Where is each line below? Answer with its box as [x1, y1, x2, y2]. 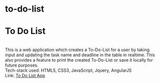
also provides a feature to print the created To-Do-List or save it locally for [5, 57, 153, 63]
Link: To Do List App [5, 73, 45, 79]
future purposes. [5, 62, 39, 68]
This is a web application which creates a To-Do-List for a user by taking [5, 47, 150, 53]
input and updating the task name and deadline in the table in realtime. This [5, 52, 155, 58]
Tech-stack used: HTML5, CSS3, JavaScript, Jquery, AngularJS [5, 67, 132, 73]
